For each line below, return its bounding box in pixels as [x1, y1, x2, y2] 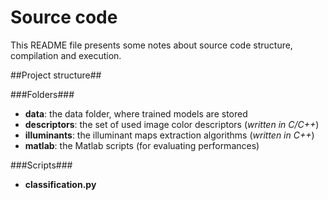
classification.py [24, 178, 97, 190]
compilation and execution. [10, 49, 122, 61]
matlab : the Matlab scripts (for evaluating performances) [24, 139, 260, 151]
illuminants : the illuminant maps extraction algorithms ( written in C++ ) [24, 129, 315, 141]
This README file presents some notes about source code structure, [10, 39, 293, 51]
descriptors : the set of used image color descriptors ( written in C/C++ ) [24, 118, 320, 130]
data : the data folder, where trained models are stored [24, 107, 248, 120]
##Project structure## [10, 69, 102, 81]
